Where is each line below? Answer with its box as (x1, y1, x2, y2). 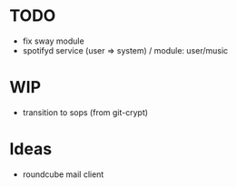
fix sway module (22, 35, 84, 46)
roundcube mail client (22, 169, 104, 180)
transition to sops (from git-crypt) (22, 106, 148, 118)
